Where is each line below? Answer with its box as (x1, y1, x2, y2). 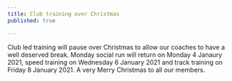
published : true (7, 17, 56, 24)
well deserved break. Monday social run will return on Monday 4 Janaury (7, 50, 223, 59)
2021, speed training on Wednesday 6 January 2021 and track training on (7, 58, 223, 66)
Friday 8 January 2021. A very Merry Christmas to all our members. (7, 65, 206, 74)
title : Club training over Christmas (7, 10, 120, 18)
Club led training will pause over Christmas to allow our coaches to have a (7, 43, 225, 51)
